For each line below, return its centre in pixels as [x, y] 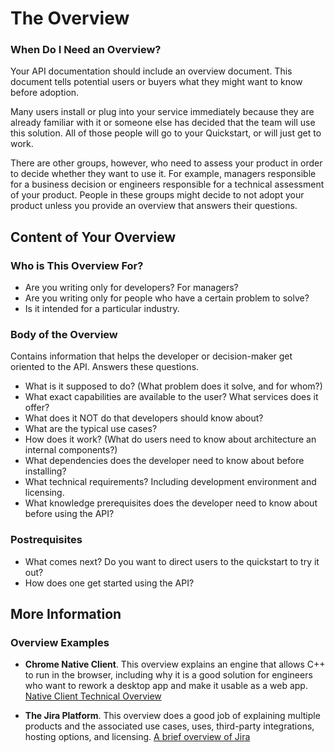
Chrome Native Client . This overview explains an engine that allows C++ [175, 664]
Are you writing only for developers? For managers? [131, 288]
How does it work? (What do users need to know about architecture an [170, 439]
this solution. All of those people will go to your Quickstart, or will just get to [166, 133]
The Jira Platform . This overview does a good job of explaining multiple [172, 716]
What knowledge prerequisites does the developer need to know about [171, 503]
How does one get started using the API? [109, 583]
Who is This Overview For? [77, 265]
